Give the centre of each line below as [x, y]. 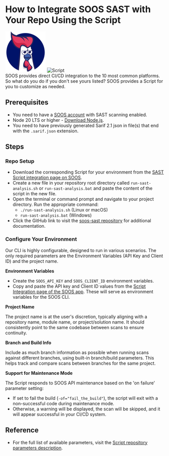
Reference [22, 430]
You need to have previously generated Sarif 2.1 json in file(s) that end [86, 125]
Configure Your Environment [41, 239]
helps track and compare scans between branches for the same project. [80, 363]
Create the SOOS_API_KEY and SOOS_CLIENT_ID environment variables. [83, 280]
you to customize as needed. [35, 86]
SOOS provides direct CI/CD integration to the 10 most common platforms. [83, 76]
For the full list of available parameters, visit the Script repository [80, 442]
